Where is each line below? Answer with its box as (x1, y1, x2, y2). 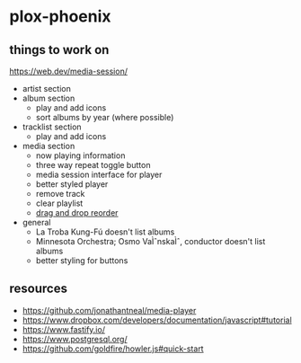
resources (9, 281, 67, 297)
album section (22, 93, 75, 103)
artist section (22, 84, 72, 93)
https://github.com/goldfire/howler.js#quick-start (22, 343, 204, 354)
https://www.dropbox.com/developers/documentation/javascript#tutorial (22, 314, 292, 325)
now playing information (35, 150, 126, 161)
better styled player (35, 179, 109, 190)
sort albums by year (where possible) (35, 112, 174, 122)
